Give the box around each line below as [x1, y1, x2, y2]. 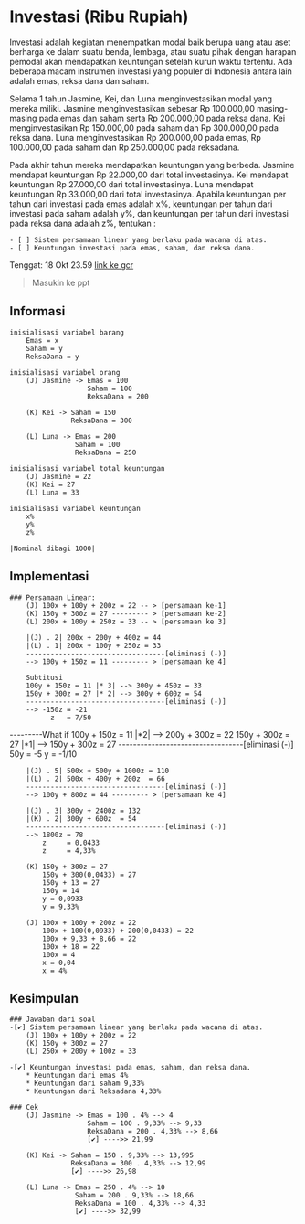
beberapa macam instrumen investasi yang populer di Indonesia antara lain [9, 66, 292, 77]
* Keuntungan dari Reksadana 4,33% [26, 1087, 162, 1096]
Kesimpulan [9, 990, 79, 1006]
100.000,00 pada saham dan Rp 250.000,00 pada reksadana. [9, 142, 240, 153]
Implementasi [9, 569, 89, 584]
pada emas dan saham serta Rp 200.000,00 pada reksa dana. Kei [38, 112, 286, 123]
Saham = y [26, 344, 64, 353]
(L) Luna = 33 [26, 487, 79, 497]
